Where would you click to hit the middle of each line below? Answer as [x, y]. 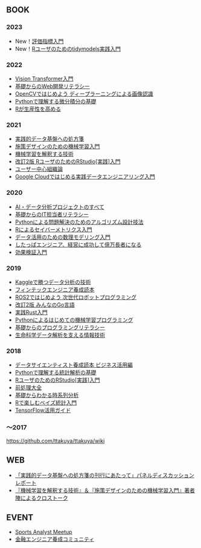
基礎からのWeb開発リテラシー [53, 86]
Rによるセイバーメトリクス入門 [53, 229]
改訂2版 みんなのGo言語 [45, 304]
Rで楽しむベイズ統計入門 [46, 403]
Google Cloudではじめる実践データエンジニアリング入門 [85, 177]
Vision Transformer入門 [44, 79]
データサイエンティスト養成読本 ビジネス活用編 [74, 365]
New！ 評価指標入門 [39, 41]
